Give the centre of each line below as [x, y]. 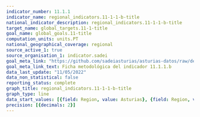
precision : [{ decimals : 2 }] [41, 105]
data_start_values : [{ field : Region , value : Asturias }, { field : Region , [98, 99]
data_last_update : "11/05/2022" [46, 72]
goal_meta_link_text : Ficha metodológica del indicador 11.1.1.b [89, 66]
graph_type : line [28, 94]
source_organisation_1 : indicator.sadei [57, 56]
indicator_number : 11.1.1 [38, 12]
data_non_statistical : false [42, 77]
